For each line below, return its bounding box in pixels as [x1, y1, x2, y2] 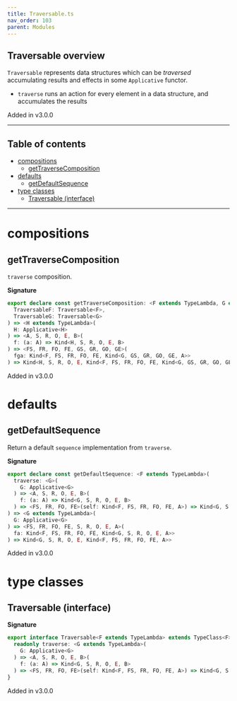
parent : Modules [7, 23, 55, 30]
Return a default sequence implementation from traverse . [7, 443, 172, 452]
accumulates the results [17, 97, 87, 106]
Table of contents [7, 138, 86, 150]
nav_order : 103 [7, 17, 52, 24]
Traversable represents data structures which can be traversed [7, 69, 192, 77]
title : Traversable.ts [7, 10, 74, 18]
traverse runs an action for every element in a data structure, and [17, 90, 209, 98]
